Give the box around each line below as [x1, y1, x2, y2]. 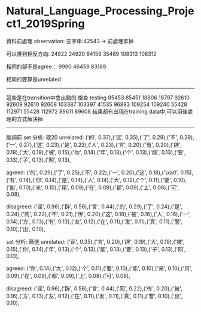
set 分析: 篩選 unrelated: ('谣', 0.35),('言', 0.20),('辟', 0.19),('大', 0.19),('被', [6, 238, 185, 245]
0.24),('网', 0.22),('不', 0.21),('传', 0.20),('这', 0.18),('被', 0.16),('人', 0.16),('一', [6, 210, 191, 217]
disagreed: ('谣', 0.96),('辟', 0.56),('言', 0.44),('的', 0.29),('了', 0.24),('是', [6, 202, 182, 210]
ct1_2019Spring [6, 17, 85, 31]
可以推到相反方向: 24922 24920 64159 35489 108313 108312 [6, 50, 157, 57]
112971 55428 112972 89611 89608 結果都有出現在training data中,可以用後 [6, 108, 188, 115]
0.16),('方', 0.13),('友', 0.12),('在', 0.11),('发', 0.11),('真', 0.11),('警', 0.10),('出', [6, 292, 183, 299]
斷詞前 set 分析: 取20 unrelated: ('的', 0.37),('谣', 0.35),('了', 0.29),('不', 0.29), [6, 134, 194, 141]
